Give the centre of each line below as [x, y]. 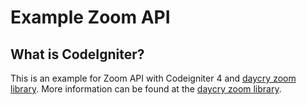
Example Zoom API [90, 17]
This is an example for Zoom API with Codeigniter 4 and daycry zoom [153, 78]
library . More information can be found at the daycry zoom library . [146, 89]
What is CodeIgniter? [77, 54]
